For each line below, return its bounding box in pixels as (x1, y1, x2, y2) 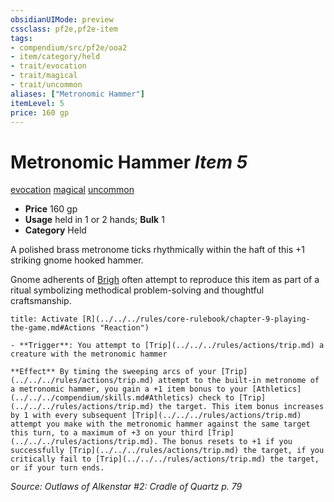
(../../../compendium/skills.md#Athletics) (10, 393, 195, 403)
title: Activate (10, 314, 78, 325)
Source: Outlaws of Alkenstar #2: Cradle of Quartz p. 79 (10, 481, 243, 493)
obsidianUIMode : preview (10, 14, 114, 25)
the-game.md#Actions (10, 323, 97, 333)
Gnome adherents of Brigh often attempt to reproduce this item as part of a (10, 274, 320, 286)
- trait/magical (10, 71, 78, 81)
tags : (10, 33, 33, 43)
